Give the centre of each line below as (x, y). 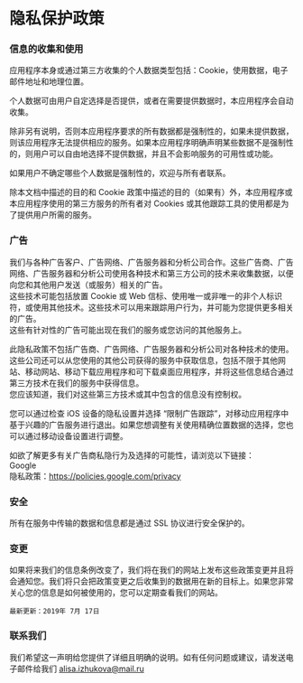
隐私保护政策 (57, 19)
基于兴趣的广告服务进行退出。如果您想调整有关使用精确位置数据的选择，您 (147, 425)
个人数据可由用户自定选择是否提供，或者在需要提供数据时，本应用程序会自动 (151, 101)
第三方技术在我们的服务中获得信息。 (77, 383)
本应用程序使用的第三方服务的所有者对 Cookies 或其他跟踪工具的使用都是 (145, 203)
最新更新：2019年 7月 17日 (55, 612)
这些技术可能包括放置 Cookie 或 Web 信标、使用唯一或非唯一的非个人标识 (146, 295)
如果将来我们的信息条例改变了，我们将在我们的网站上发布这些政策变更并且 (147, 570)
